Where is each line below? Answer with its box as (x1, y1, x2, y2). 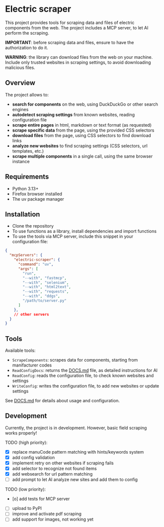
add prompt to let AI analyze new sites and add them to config (12, 477, 138, 482)
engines (12, 106, 29, 112)
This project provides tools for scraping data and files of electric (5, 20, 135, 25)
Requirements (5, 173, 49, 181)
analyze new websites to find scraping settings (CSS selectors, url (12, 143, 148, 149)
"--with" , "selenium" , (23, 280, 69, 285)
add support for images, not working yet (12, 516, 94, 522)
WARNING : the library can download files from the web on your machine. (5, 54, 153, 60)
